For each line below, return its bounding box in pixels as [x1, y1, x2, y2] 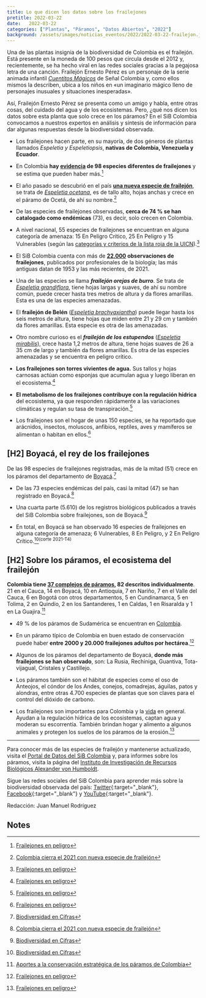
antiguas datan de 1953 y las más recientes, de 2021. [15, 265, 150, 273]
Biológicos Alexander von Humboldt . [7, 765, 99, 773]
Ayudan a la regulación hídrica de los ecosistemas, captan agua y [15, 714, 181, 721]
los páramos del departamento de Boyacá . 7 [7, 471, 117, 480]
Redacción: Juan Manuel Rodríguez [7, 802, 97, 810]
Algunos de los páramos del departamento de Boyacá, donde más [15, 651, 183, 658]
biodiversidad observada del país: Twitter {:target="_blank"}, [7, 783, 158, 791]
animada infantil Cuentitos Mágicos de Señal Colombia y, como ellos [7, 75, 180, 82]
